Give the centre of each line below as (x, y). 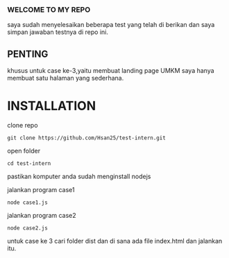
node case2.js (28, 228)
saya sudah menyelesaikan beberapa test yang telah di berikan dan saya (111, 25)
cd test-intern (29, 164)
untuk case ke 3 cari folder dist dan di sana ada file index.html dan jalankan (115, 241)
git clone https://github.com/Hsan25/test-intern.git (87, 138)
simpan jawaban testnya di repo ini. (58, 32)
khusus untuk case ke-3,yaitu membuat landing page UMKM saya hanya (111, 71)
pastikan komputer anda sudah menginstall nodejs (79, 177)
